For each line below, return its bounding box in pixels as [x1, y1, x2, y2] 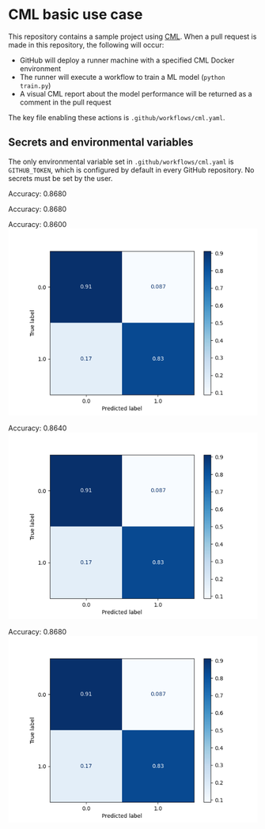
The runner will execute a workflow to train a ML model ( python [19, 72, 225, 81]
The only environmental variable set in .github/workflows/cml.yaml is [8, 157, 234, 166]
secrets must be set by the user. [8, 173, 113, 183]
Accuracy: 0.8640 [8, 423, 67, 433]
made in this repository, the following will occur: [8, 40, 165, 49]
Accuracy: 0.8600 [8, 219, 67, 229]
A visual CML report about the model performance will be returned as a [19, 89, 252, 98]
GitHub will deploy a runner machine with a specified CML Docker [19, 55, 235, 65]
